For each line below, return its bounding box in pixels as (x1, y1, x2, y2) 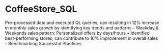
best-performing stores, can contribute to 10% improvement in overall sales (5, 35, 158, 41)
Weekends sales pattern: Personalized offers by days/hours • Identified (5, 30, 150, 36)
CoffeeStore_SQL (5, 3, 77, 15)
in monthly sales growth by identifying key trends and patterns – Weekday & (5, 25, 159, 30)
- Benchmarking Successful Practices (5, 40, 82, 46)
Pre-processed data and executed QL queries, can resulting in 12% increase (5, 20, 160, 25)
